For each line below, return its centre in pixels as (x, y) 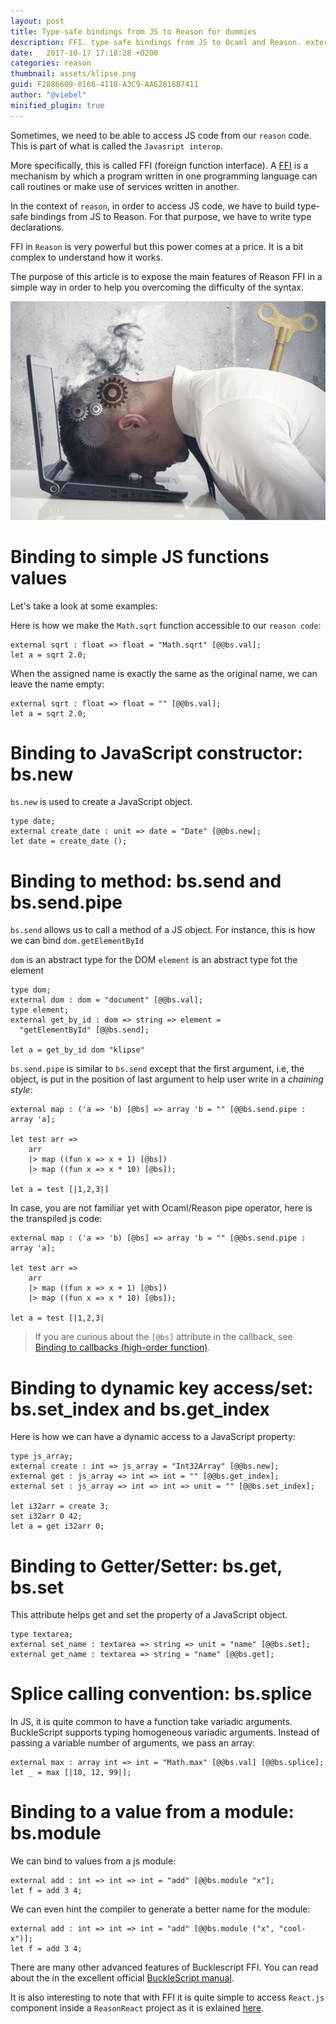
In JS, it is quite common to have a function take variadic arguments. (151, 1722)
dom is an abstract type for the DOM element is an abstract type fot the (154, 960)
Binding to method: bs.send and (146, 881)
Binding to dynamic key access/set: (162, 1387)
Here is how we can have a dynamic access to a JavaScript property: (153, 1437)
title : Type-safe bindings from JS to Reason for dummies (133, 31)
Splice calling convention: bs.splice (161, 1694)
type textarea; (42, 1635)
